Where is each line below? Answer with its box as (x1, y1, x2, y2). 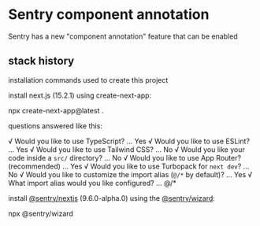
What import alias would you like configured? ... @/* (8, 178, 177, 187)
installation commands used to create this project (8, 75, 169, 84)
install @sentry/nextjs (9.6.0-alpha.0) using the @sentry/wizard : (8, 193, 215, 202)
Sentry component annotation (8, 6, 210, 24)
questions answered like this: (8, 120, 102, 131)
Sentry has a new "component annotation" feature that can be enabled (8, 31, 238, 41)
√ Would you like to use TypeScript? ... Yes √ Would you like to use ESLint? (8, 136, 251, 146)
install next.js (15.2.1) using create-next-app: (8, 91, 152, 100)
